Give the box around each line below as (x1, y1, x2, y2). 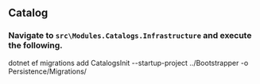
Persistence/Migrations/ (8, 67, 87, 76)
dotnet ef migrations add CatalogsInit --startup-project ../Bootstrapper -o (8, 58, 249, 67)
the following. (8, 40, 64, 51)
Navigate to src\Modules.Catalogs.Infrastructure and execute (8, 30, 252, 41)
